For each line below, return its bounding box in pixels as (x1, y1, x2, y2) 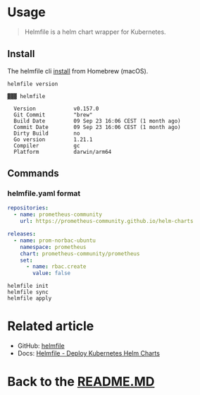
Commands (7, 167, 60, 180)
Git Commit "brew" (13, 111, 93, 119)
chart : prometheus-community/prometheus (20, 250, 140, 257)
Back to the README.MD (7, 374, 155, 390)
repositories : (7, 205, 49, 212)
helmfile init (7, 283, 49, 290)
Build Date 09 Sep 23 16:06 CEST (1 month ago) (13, 117, 181, 124)
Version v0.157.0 (13, 105, 99, 112)
